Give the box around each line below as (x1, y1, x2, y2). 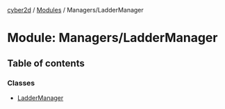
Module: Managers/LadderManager (7, 30, 218, 46)
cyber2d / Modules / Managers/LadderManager (7, 6, 144, 14)
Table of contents (7, 57, 85, 69)
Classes (7, 78, 35, 88)
